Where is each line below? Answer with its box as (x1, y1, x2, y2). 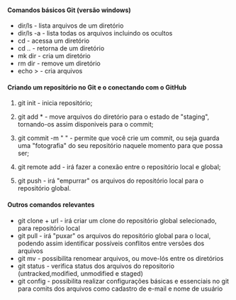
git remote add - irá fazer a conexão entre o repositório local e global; (17, 163, 221, 171)
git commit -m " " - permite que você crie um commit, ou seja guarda (17, 134, 220, 142)
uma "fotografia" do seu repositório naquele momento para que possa (17, 141, 223, 150)
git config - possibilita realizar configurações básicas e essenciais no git (17, 277, 229, 285)
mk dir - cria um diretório (17, 52, 91, 60)
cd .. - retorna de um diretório (17, 44, 105, 53)
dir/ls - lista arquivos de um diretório (17, 21, 124, 30)
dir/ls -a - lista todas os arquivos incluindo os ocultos (17, 29, 173, 38)
